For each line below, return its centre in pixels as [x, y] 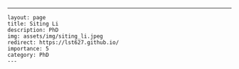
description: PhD [33, 30]
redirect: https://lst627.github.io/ [63, 43]
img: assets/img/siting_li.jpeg [55, 36]
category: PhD [28, 55]
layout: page [27, 18]
